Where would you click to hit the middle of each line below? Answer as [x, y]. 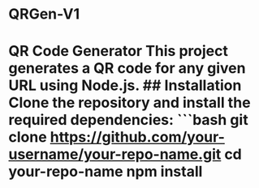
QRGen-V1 [44, 14]
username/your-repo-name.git [115, 154]
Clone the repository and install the [129, 103]
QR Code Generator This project [119, 51]
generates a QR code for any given [127, 68]
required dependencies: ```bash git [129, 120]
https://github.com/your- [138, 137]
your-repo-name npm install [106, 172]
